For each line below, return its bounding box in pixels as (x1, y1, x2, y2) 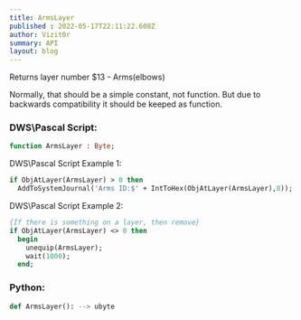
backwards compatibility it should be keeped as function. (9, 99, 223, 109)
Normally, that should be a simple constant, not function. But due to (9, 89, 261, 100)
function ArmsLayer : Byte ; (9, 142, 116, 151)
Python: (9, 281, 45, 294)
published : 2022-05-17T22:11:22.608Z (9, 22, 155, 31)
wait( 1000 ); (25, 251, 71, 260)
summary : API (9, 38, 59, 48)
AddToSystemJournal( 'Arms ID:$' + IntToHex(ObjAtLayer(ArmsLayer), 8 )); (17, 184, 294, 193)
